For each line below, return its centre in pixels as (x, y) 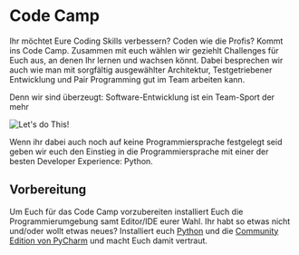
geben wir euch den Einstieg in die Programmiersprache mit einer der (139, 152)
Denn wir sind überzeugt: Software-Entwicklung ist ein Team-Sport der (142, 97)
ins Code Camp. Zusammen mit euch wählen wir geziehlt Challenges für (144, 50)
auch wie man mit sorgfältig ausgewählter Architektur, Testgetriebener (141, 70)
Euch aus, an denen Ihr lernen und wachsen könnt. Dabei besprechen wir (146, 60)
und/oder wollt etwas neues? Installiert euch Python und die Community (144, 230)
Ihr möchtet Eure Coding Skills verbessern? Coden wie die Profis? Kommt (146, 41)
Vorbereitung (48, 190)
